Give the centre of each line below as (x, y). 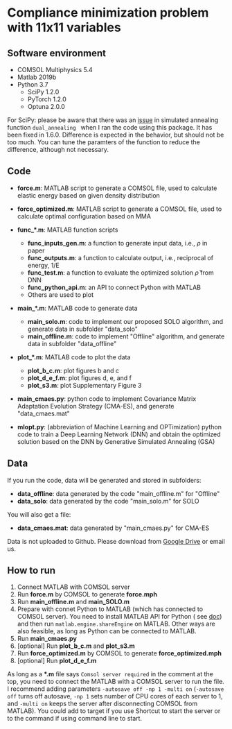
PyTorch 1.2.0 (47, 99)
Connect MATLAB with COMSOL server (73, 587)
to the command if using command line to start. (75, 719)
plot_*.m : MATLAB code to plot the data (74, 357)
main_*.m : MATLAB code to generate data (77, 308)
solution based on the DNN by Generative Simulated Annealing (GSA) (116, 441)
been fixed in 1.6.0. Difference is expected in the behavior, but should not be (116, 135)
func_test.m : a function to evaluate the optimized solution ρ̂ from (121, 273)
